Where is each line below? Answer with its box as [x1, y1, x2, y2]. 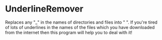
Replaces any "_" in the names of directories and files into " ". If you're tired [5, 19, 158, 25]
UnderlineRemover [5, 3, 83, 14]
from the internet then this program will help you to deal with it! [5, 29, 133, 35]
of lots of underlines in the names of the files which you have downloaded [5, 24, 155, 30]
